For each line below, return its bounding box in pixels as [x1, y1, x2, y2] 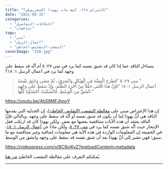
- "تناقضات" [9, 26, 35, 31]
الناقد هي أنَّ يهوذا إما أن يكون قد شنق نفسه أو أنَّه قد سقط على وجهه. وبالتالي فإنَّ [5, 113, 157, 119]
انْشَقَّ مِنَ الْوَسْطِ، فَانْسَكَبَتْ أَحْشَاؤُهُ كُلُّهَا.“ [17, 88, 93, 94]
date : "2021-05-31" [5, 12, 46, 17]
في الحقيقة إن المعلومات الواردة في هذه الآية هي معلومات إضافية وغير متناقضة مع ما [5, 129, 162, 135]
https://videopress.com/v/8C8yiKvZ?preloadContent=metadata [5, 144, 135, 150]
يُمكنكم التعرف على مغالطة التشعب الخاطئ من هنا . [5, 153, 101, 160]
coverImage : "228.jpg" [5, 49, 52, 54]
